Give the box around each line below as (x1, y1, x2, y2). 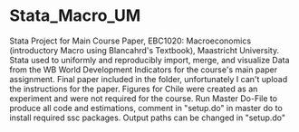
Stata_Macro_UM (9, 5, 141, 26)
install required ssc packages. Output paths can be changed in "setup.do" (9, 112, 286, 123)
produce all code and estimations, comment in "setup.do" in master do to (9, 102, 283, 113)
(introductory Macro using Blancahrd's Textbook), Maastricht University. (9, 44, 279, 55)
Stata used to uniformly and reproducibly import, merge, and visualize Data (9, 54, 290, 65)
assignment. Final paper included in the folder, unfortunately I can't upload (9, 73, 288, 84)
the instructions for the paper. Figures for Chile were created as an (9, 83, 258, 94)
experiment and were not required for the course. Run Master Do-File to (9, 92, 278, 104)
